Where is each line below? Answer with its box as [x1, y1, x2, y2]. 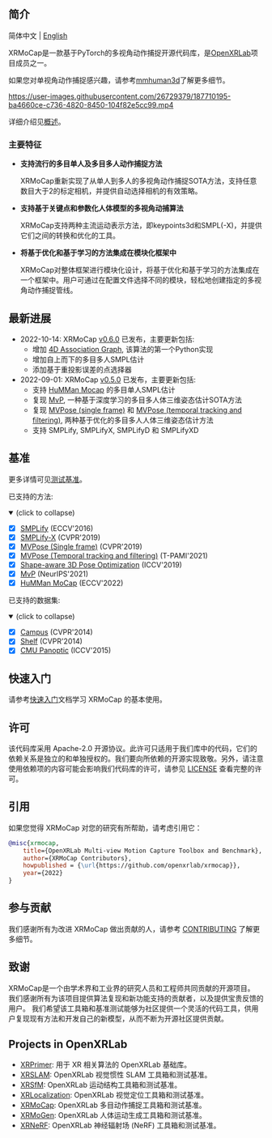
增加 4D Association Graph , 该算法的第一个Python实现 [32, 344, 214, 354]
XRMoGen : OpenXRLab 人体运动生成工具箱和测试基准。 [19, 1110, 206, 1120]
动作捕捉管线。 [27, 286, 78, 295]
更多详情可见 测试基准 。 [8, 474, 87, 484]
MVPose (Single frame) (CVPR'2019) [19, 541, 143, 551]
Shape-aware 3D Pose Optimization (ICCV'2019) [19, 559, 182, 569]
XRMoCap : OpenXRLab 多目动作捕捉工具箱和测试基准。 [19, 1100, 206, 1110]
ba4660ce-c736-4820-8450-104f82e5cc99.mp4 [8, 100, 174, 109]
